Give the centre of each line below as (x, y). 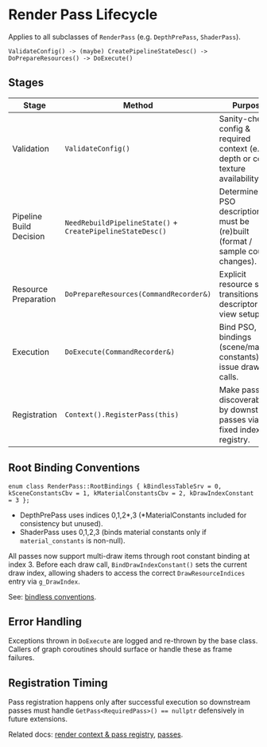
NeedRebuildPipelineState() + (122, 222)
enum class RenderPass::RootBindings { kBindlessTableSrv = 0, (115, 486)
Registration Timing (58, 683)
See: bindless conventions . (52, 596)
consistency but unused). (61, 523)
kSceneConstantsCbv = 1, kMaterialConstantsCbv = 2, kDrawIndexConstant (131, 493)
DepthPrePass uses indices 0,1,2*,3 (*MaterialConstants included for (133, 515)
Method (138, 105)
